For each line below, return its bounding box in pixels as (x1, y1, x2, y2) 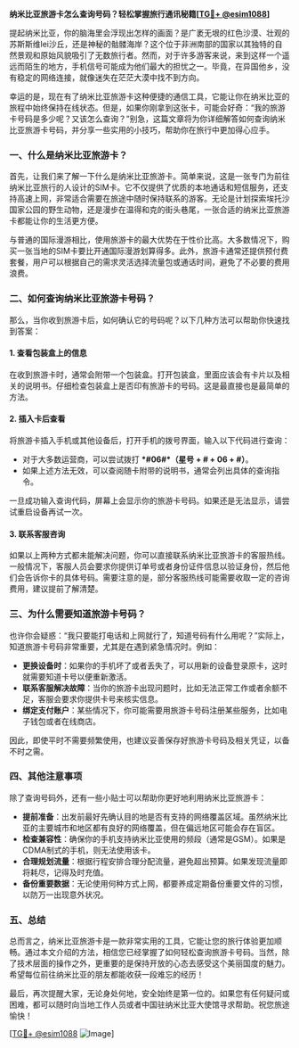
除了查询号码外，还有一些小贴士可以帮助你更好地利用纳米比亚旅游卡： (9, 792, 267, 803)
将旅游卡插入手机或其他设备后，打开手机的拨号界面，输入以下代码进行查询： (9, 435, 290, 445)
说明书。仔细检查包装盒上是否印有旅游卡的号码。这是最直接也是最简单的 (24, 380, 290, 391)
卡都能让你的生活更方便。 (9, 216, 103, 227)
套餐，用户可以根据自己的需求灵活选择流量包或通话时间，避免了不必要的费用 (9, 257, 290, 268)
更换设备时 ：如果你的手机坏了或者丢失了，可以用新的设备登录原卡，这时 (21, 660, 287, 671)
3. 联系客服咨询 (9, 528, 66, 539)
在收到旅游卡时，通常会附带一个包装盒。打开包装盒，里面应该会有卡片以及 (9, 369, 282, 380)
